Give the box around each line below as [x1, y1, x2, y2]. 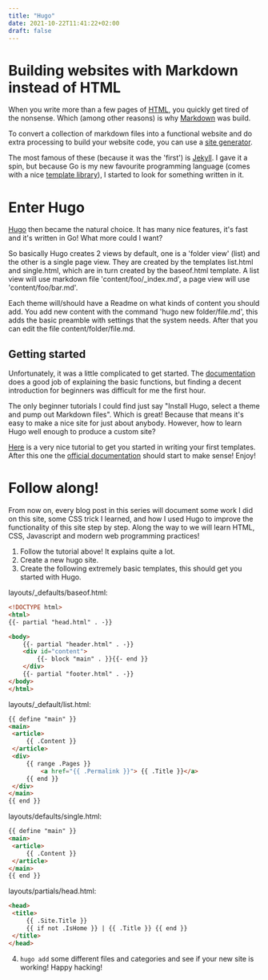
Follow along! [8, 479, 99, 498]
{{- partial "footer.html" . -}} [22, 670, 134, 678]
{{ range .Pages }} [26, 759, 91, 767]
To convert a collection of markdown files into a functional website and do [8, 129, 253, 139]
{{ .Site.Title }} [26, 917, 88, 925]
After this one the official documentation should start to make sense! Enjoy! [8, 451, 256, 461]
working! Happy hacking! [19, 962, 102, 972]
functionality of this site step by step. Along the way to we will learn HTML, [8, 523, 255, 532]
